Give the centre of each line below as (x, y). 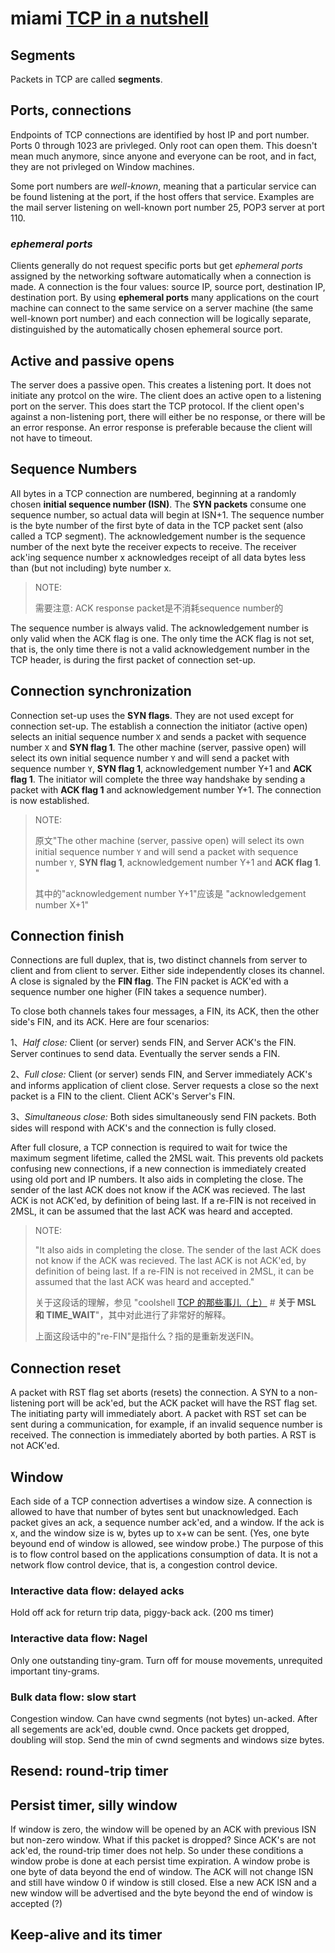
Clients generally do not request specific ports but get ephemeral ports (156, 266)
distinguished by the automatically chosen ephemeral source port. (146, 329)
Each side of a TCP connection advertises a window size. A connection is (161, 1501)
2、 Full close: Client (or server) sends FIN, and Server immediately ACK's (161, 1074)
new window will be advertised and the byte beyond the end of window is (161, 1893)
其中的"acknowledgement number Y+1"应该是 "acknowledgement (170, 893)
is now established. (50, 800)
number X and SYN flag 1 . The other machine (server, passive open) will (158, 747)
